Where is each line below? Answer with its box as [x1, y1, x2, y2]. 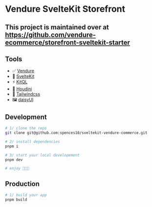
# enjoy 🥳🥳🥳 [5, 166, 29, 171]
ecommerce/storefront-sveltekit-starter [5, 38, 130, 47]
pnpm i [5, 144, 19, 149]
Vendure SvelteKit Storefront [5, 3, 126, 15]
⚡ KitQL [12, 79, 28, 85]
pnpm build [5, 197, 27, 202]
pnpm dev [5, 157, 23, 162]
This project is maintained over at [5, 23, 109, 31]
